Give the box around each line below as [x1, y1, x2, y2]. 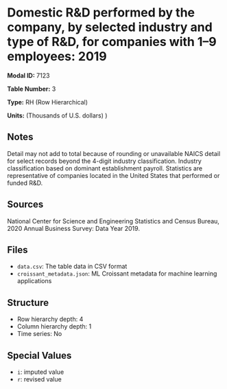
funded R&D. [7, 179, 43, 187]
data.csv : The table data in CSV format [16, 263, 128, 271]
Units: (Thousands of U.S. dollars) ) [7, 111, 108, 120]
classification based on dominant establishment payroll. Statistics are [7, 164, 203, 173]
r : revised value [16, 375, 62, 383]
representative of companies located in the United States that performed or [7, 171, 220, 179]
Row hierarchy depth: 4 [16, 315, 84, 324]
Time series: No [16, 330, 62, 338]
